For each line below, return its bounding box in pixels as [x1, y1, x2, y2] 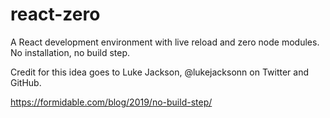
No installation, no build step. [10, 46, 131, 58]
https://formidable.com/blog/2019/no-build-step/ [10, 96, 213, 108]
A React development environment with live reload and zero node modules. [10, 36, 320, 48]
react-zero [10, 3, 101, 26]
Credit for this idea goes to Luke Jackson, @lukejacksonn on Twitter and [10, 66, 310, 78]
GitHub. [10, 76, 42, 88]
